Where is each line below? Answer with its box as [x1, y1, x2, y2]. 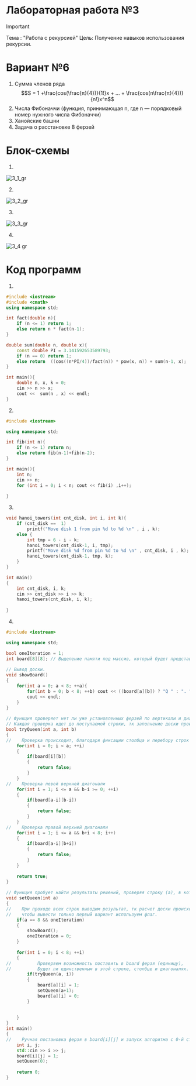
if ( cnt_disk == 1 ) [16, 521, 66, 527]
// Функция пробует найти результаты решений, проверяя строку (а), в [6, 890, 181, 896]
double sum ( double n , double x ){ [6, 342, 87, 348]
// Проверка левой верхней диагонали [6, 781, 106, 787]
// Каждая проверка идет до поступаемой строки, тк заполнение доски [6, 721, 179, 727]
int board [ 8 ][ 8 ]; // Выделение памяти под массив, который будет [6, 656, 168, 662]
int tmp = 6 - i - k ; [27, 537, 80, 543]
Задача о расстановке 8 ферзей [14, 123, 95, 130]
